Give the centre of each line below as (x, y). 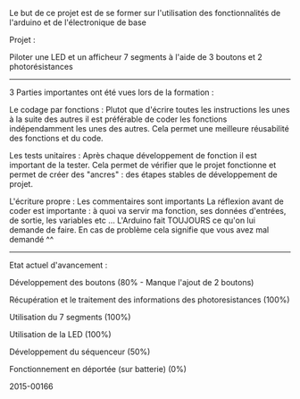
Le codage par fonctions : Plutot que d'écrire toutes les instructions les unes (150, 110)
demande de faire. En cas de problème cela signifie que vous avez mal (139, 230)
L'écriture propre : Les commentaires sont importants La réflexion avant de (146, 201)
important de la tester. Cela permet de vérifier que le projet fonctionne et (143, 165)
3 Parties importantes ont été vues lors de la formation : (112, 92)
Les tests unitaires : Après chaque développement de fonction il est (133, 155)
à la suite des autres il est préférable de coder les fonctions (118, 119)
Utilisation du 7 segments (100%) (70, 317)
